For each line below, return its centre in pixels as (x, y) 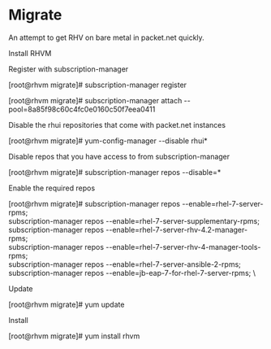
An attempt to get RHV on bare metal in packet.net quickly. (106, 37)
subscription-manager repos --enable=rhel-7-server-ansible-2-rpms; (125, 264)
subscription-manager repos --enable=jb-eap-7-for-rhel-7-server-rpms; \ (132, 273)
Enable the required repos (52, 188)
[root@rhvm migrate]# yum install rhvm (74, 336)
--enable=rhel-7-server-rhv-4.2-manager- (176, 229)
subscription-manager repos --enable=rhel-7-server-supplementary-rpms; (134, 220)
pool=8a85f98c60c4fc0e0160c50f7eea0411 (82, 109)
